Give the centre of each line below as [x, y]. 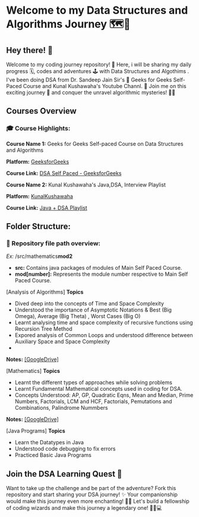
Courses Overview [42, 111]
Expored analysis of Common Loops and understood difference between [104, 335]
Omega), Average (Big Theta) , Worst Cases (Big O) [78, 316]
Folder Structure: [39, 227]
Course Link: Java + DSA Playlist [47, 208]
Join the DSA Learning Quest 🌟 [64, 474]
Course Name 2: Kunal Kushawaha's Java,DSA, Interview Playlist [86, 185]
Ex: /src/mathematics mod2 [40, 256]
